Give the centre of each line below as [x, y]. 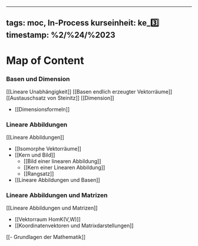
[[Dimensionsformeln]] [42, 109]
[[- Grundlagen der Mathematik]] [46, 237]
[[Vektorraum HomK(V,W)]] [47, 220]
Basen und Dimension [38, 79]
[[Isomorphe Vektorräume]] [48, 149]
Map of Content [45, 60]
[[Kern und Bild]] [35, 155]
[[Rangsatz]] [39, 174]
